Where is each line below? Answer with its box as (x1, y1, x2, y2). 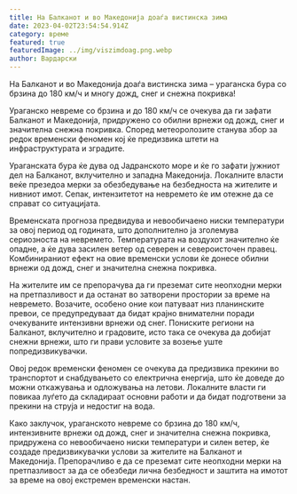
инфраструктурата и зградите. (9, 143, 126, 154)
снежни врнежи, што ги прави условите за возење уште (9, 337, 223, 347)
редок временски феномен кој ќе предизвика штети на (9, 134, 219, 144)
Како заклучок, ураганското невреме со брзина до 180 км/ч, (9, 418, 240, 428)
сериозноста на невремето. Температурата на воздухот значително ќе (9, 235, 279, 244)
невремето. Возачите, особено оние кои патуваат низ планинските (9, 299, 264, 309)
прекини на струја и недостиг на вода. (9, 401, 155, 411)
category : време (9, 29, 69, 38)
